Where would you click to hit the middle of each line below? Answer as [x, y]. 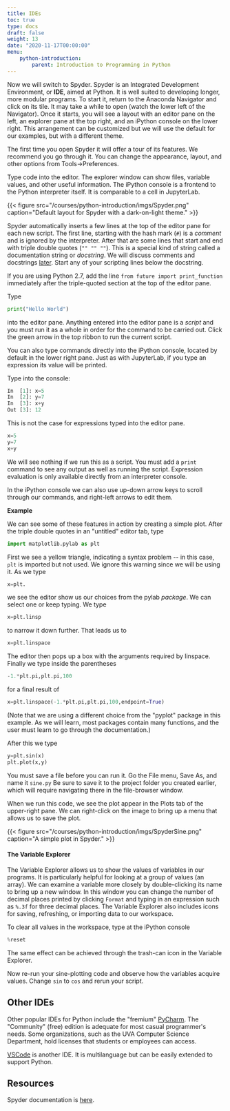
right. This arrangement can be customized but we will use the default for [111, 128]
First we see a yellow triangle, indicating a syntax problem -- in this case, [111, 557]
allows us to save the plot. [44, 818]
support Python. [30, 1061]
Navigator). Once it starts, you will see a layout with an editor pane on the [111, 114]
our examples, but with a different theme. [65, 136]
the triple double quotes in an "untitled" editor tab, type [85, 531]
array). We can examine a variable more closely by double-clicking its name [115, 884]
